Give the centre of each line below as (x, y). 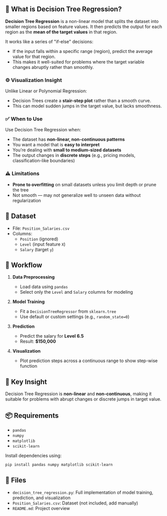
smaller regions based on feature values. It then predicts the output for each (84, 26)
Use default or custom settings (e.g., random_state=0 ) (75, 317)
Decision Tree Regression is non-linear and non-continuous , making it (78, 394)
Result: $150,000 (38, 341)
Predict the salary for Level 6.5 (52, 336)
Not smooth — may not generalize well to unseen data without (76, 195)
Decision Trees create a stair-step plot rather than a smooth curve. (82, 101)
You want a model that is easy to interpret (56, 145)
